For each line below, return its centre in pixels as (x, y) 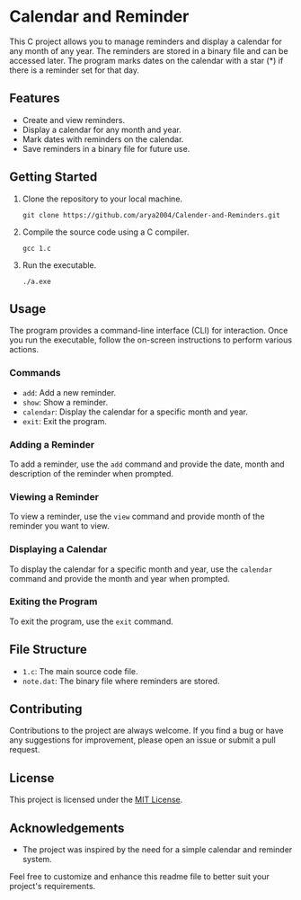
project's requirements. (53, 887)
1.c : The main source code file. (80, 671)
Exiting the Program (53, 601)
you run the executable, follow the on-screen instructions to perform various (151, 340)
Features (35, 98)
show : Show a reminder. (65, 402)
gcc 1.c (36, 248)
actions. (24, 350)
